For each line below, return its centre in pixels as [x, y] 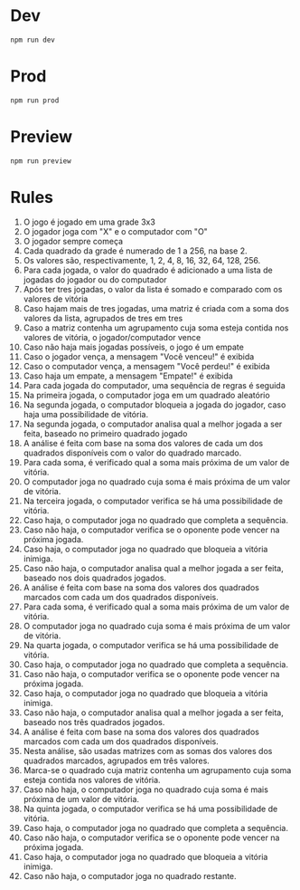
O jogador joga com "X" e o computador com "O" [116, 232]
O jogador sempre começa [73, 242]
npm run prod [35, 100]
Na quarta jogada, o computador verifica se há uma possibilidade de [151, 646]
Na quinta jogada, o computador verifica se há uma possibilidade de [150, 809]
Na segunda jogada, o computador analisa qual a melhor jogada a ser [153, 424]
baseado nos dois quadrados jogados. [94, 578]
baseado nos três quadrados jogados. [94, 723]
